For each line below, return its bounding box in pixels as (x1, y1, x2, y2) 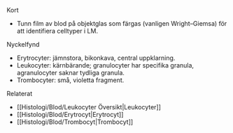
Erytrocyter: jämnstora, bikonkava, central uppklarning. (16, 54, 176, 62)
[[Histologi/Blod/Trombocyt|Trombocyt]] (16, 118, 134, 126)
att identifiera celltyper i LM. (16, 27, 99, 35)
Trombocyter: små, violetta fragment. (16, 76, 125, 84)
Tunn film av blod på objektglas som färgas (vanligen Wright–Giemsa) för (16, 19, 227, 27)
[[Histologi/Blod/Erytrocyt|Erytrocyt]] (16, 111, 124, 118)
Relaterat (6, 90, 33, 97)
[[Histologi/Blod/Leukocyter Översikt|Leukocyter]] (16, 103, 162, 111)
